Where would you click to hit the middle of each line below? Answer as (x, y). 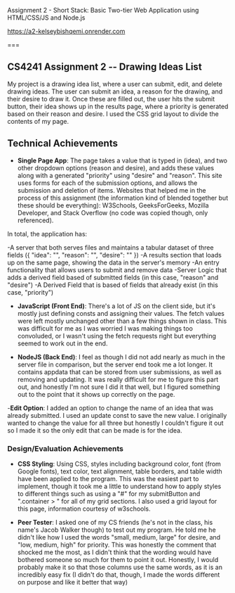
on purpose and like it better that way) (73, 582)
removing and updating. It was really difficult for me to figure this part (118, 379)
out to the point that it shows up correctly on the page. (96, 394)
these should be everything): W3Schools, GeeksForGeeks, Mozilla (113, 205)
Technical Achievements (62, 144)
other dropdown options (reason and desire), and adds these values (116, 167)
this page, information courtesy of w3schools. (84, 509)
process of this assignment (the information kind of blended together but (123, 198)
